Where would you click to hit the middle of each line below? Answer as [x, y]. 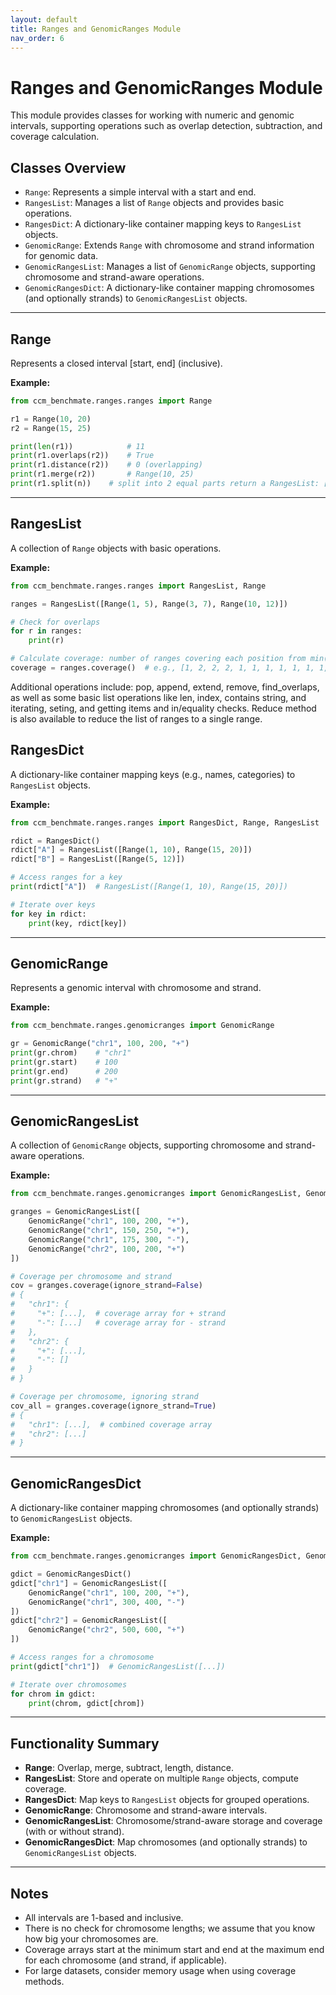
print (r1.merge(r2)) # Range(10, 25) [102, 474]
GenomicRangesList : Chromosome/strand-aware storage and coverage [173, 1821]
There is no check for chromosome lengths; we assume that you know [170, 1928]
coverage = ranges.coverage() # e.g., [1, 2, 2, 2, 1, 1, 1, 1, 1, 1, [162, 668]
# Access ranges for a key [66, 877]
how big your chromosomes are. [91, 1939]
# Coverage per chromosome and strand [91, 1276]
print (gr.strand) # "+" [64, 1081]
